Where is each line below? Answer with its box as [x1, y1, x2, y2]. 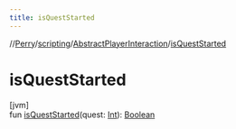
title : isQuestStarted [9, 13, 95, 23]
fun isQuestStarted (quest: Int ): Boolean [9, 109, 156, 120]
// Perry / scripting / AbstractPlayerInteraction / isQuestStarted [9, 38, 227, 49]
